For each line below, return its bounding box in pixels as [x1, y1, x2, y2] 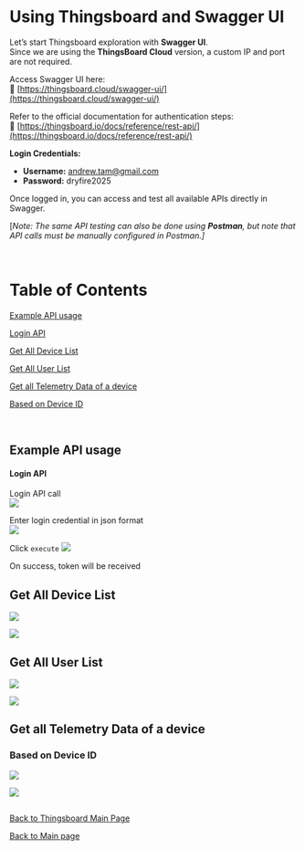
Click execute [9, 543, 59, 554]
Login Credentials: [9, 148, 81, 159]
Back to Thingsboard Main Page [9, 813, 131, 824]
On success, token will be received [9, 561, 142, 572]
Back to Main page [9, 831, 80, 842]
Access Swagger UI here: [9, 73, 106, 84]
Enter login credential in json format [9, 515, 144, 526]
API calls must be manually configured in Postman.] [9, 230, 205, 241]
